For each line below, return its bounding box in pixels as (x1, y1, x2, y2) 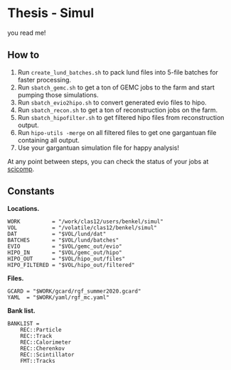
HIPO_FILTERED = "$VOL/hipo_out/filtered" (7, 261, 135, 268)
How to (7, 49, 40, 61)
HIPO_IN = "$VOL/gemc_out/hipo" (7, 249, 122, 256)
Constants (7, 185, 55, 197)
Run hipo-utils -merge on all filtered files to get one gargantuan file (17, 128, 217, 136)
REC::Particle (20, 326, 62, 333)
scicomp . (7, 165, 35, 173)
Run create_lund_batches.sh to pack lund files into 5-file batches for (17, 67, 219, 76)
